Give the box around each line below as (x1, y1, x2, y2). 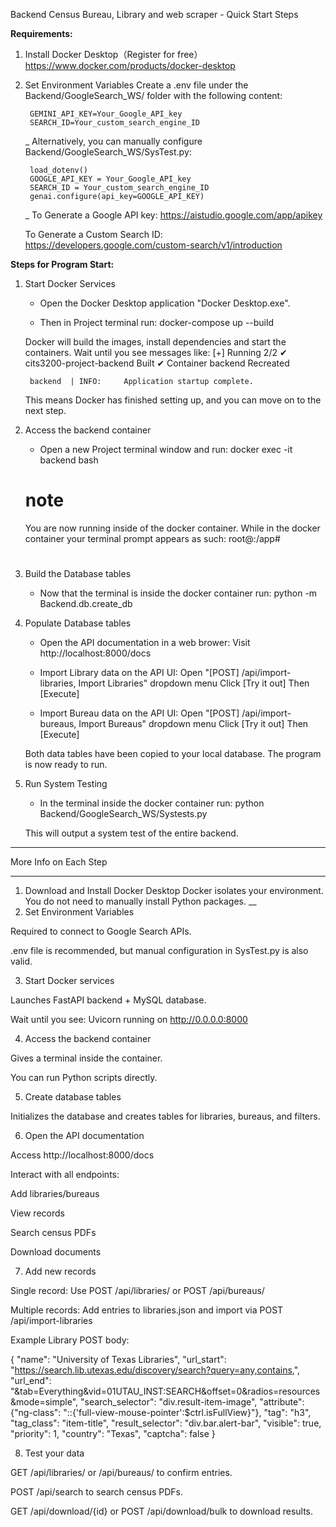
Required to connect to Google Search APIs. (10, 925, 192, 938)
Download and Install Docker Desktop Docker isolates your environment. (24, 885, 324, 897)
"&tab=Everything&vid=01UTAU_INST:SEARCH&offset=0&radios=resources (10, 1385, 321, 1398)
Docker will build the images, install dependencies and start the (24, 336, 287, 348)
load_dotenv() (29, 165, 89, 175)
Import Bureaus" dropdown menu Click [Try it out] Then (78, 718, 309, 730)
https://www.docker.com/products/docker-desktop (24, 60, 236, 71)
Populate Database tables (24, 617, 132, 629)
